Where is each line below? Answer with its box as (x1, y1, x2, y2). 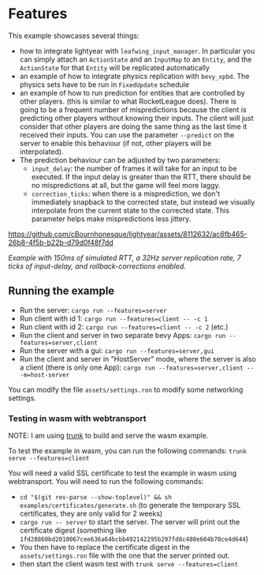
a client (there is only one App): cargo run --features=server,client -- (19, 363, 255, 372)
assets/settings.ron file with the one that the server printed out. (19, 551, 230, 561)
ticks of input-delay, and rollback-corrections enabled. (8, 261, 187, 271)
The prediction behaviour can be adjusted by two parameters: (19, 155, 221, 164)
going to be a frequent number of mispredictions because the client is (19, 104, 247, 115)
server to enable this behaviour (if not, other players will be (19, 138, 212, 148)
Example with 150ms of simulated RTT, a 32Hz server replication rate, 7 (8, 253, 242, 262)
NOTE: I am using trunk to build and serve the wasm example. (8, 431, 209, 441)
